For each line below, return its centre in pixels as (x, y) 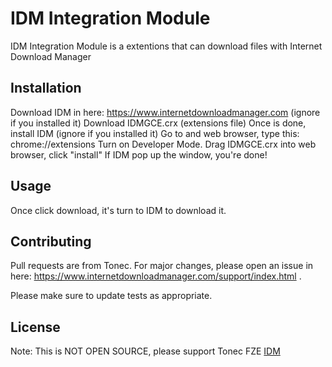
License (35, 327)
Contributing (51, 241)
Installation (46, 88)
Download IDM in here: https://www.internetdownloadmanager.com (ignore (165, 112)
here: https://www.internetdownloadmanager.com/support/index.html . (156, 276)
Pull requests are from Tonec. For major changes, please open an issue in (162, 266)
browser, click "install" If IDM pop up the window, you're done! (139, 154)
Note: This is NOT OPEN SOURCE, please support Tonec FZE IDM (145, 351)
